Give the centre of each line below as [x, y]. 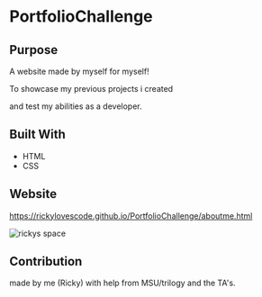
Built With [37, 135]
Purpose [34, 50]
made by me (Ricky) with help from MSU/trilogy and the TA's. [122, 283]
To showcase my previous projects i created [91, 89]
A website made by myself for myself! [80, 71]
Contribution [46, 261]
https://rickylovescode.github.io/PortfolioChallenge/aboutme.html [131, 216]
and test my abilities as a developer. [76, 106]
